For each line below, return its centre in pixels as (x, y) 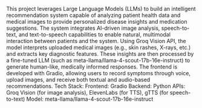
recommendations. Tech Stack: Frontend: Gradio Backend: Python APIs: (96, 86)
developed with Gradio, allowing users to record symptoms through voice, (99, 73)
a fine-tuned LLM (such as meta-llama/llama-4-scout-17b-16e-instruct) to (98, 60)
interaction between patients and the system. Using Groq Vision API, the (96, 41)
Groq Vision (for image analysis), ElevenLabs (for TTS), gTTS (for (87, 93)
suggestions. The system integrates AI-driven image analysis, (83, 28)
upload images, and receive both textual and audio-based (78, 79)
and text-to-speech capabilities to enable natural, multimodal (95, 35)
